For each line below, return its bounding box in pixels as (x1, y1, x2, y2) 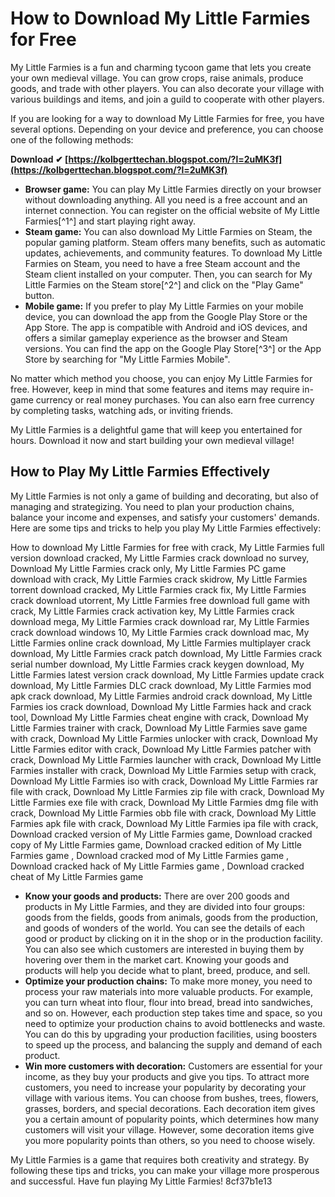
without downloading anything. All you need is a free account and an (24, 193, 308, 206)
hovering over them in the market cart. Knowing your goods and (24, 953, 290, 966)
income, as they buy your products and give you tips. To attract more (24, 1070, 310, 1082)
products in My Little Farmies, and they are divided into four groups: (24, 900, 305, 912)
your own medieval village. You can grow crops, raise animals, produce (10, 72, 304, 84)
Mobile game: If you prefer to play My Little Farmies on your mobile (24, 300, 304, 312)
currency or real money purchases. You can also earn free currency (35, 393, 315, 406)
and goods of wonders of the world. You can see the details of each (24, 922, 306, 934)
